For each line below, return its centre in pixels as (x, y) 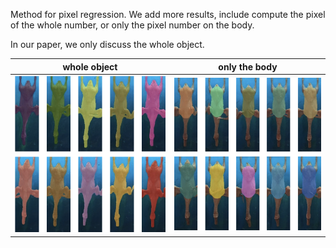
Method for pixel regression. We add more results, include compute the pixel (168, 14)
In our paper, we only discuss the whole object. (107, 44)
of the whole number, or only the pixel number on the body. (132, 25)
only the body (248, 66)
